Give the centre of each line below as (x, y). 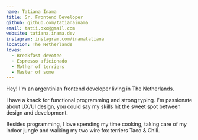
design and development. (37, 113)
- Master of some (33, 72)
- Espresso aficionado (39, 61)
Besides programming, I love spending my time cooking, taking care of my (97, 124)
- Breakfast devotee (37, 56)
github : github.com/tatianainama (47, 22)
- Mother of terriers (38, 66)
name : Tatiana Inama (32, 12)
